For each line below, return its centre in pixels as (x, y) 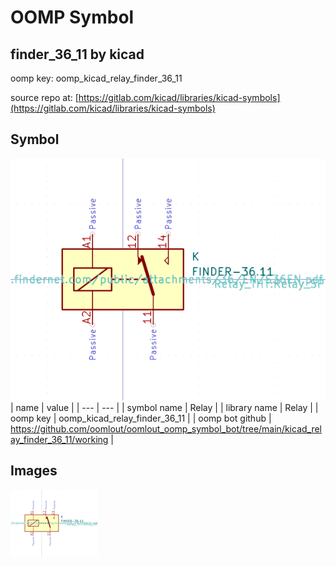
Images (34, 471)
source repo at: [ (44, 97)
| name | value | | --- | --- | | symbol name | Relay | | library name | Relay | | (164, 408)
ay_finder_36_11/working (59, 440)
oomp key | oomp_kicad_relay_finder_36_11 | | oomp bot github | (141, 418)
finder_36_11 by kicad (77, 54)
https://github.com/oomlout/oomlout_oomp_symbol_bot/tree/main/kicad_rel (166, 429)
